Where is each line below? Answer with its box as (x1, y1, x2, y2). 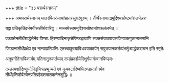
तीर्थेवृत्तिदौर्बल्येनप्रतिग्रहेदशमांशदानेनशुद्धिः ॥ (5, 72, 73, 77)
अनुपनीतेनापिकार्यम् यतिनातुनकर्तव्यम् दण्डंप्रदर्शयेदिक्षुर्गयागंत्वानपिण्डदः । (5, 56, 117, 62)
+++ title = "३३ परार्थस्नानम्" (5, 5, 58, 11)
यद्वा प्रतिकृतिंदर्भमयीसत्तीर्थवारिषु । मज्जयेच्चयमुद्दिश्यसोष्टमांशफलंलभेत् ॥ (5, 25, 119, 31)
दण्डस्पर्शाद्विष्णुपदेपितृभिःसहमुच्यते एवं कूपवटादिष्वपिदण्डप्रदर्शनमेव (5, 66, 105, 72)
